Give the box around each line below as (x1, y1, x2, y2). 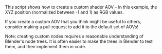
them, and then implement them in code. (5, 44, 87, 49)
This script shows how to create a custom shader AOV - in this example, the (5, 4, 157, 10)
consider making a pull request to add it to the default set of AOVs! (5, 24, 139, 30)
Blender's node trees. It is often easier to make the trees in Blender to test (5, 38, 153, 44)
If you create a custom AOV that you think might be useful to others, (5, 19, 142, 24)
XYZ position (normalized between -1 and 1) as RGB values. (5, 9, 124, 15)
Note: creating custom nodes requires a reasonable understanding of (5, 34, 144, 39)
